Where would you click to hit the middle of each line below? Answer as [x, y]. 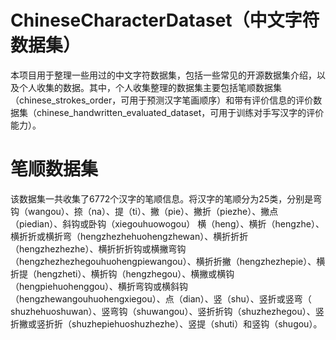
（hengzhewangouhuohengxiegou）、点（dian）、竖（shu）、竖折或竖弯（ [161, 298]
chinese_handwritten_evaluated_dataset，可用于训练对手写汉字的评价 [180, 112]
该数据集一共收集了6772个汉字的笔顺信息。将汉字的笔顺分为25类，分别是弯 [166, 198]
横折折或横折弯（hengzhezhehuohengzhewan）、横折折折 [129, 236]
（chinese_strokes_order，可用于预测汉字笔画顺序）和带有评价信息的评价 [162, 100]
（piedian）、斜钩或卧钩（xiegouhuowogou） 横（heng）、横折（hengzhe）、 [167, 223]
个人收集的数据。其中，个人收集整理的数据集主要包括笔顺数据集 [150, 87]
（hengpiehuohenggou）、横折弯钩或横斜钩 [99, 286]
